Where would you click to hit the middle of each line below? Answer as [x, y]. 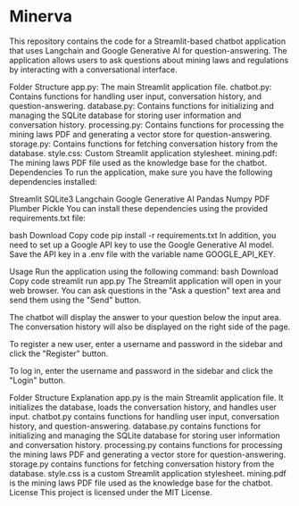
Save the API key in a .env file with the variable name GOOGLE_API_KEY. [142, 254]
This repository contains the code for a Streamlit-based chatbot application [148, 41]
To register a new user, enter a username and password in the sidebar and [146, 344]
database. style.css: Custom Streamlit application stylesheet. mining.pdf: [144, 153]
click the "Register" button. [59, 353]
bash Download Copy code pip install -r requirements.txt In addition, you [143, 235]
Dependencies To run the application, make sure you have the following [141, 172]
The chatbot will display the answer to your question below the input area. [145, 317]
